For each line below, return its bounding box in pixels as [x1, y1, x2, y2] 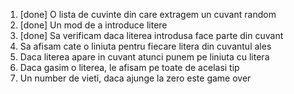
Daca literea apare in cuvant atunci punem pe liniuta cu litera [19, 51, 270, 63]
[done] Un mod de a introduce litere [19, 19, 168, 31]
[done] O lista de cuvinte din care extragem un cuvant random [19, 9, 277, 20]
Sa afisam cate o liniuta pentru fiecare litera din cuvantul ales [19, 40, 272, 52]
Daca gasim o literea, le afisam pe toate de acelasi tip [19, 62, 240, 73]
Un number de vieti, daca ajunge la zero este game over [19, 72, 252, 84]
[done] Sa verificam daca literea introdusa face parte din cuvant [19, 30, 284, 41]
